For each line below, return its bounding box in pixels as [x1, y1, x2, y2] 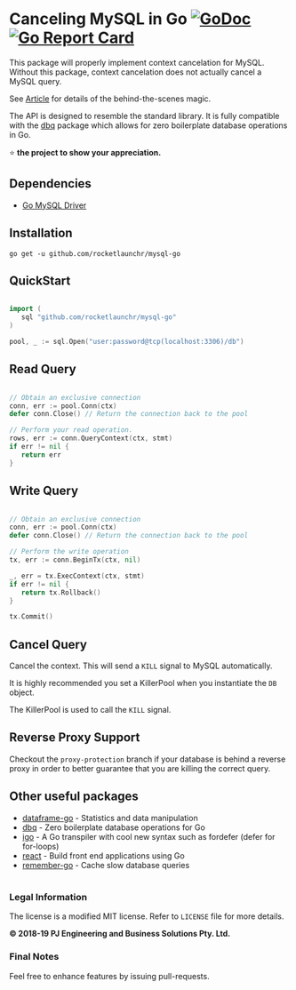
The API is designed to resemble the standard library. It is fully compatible [9, 110, 280, 121]
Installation [9, 226, 73, 241]
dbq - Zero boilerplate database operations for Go [21, 822, 206, 833]
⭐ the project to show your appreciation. [9, 147, 162, 157]
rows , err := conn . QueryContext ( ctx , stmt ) [9, 434, 173, 443]
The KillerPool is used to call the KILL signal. [9, 705, 172, 715]
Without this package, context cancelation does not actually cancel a [9, 67, 262, 77]
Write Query [9, 483, 78, 499]
